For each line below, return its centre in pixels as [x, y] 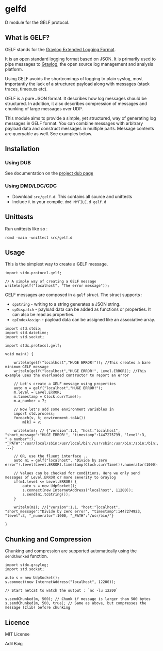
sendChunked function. [27, 556]
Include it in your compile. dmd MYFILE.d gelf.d [59, 202]
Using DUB [18, 163]
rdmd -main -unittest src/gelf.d [39, 238]
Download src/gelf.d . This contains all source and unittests [72, 196]
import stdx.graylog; [27, 565]
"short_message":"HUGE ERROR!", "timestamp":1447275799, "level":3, [76, 435]
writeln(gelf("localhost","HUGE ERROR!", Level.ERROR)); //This [80, 371]
